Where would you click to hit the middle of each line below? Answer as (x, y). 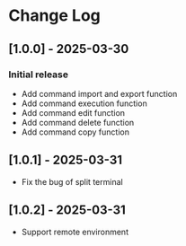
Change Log (54, 16)
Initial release (39, 75)
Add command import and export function (99, 93)
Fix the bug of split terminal (72, 181)
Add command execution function (84, 103)
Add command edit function (73, 112)
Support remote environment (75, 232)
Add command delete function (78, 122)
